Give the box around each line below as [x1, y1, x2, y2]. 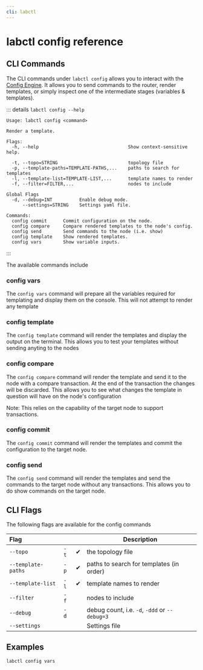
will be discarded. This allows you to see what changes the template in [6, 386, 182, 393]
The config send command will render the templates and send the [6, 474, 171, 482]
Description [123, 535, 158, 543]
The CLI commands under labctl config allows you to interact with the [6, 75, 184, 82]
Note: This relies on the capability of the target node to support [6, 404, 164, 411]
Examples [6, 642, 44, 652]
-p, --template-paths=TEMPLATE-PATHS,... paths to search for [11, 165, 180, 171]
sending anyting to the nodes [6, 345, 79, 352]
